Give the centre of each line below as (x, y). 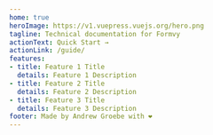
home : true (29, 17)
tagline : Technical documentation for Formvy (95, 34)
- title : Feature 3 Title (57, 100)
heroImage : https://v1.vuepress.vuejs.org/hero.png (106, 26)
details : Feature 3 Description (77, 108)
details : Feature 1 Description (77, 75)
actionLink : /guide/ (47, 51)
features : (28, 59)
